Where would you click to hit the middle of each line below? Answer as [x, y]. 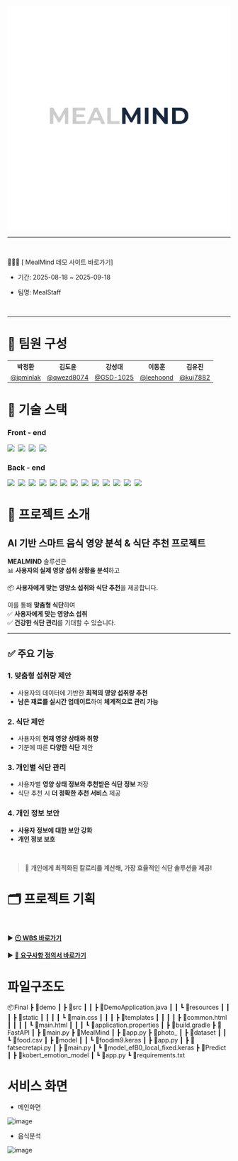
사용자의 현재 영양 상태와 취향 [58, 738]
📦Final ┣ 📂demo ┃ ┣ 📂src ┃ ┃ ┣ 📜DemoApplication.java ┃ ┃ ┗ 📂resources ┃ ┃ [119, 1007]
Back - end [27, 468]
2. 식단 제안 [26, 722]
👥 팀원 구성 [37, 344]
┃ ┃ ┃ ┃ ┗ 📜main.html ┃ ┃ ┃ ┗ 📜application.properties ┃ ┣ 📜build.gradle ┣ [112, 1025]
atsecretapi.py [29, 1047]
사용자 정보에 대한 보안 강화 [55, 830]
